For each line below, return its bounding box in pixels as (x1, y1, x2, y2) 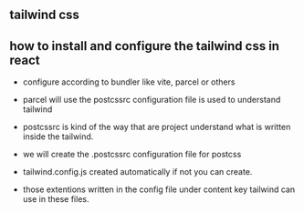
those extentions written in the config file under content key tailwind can (22, 184, 295, 195)
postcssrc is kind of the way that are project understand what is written (22, 122, 291, 133)
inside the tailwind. (22, 131, 94, 142)
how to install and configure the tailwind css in (9, 38, 280, 54)
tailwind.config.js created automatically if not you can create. (22, 167, 253, 177)
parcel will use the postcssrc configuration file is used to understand (22, 95, 281, 106)
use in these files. (22, 194, 89, 205)
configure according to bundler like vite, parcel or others (22, 76, 236, 87)
